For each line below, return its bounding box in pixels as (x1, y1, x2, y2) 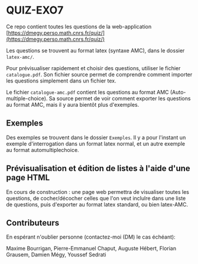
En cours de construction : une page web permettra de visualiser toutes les (6, 188, 189, 195)
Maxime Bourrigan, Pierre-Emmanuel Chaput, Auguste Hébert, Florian (6, 245, 177, 252)
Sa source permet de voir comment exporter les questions (48, 95, 191, 102)
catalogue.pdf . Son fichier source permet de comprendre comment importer (6, 71, 193, 78)
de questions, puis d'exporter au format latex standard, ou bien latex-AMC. (6, 201, 188, 208)
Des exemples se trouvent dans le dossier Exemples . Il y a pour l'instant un (6, 134, 186, 141)
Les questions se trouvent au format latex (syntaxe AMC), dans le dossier (6, 47, 185, 54)
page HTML (6, 173, 50, 183)
